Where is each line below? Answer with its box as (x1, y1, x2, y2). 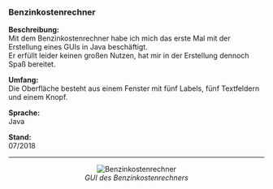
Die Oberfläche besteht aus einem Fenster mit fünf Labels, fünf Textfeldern (8, 84, 260, 93)
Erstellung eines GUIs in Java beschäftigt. (8, 42, 148, 52)
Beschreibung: (8, 25, 59, 35)
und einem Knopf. (8, 92, 68, 102)
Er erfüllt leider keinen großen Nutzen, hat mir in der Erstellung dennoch (8, 51, 249, 61)
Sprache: (8, 108, 41, 118)
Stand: (8, 132, 32, 142)
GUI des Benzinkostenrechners (84, 173, 188, 183)
